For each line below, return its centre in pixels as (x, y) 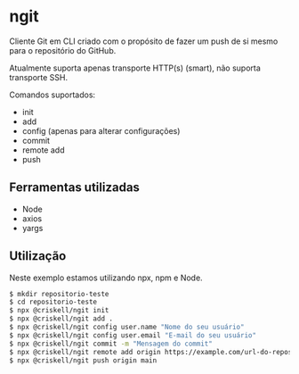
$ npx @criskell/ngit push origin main (83, 360)
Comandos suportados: (53, 95)
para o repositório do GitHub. (63, 50)
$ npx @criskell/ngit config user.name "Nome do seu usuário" (127, 328)
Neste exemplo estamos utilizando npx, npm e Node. (106, 278)
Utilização (38, 256)
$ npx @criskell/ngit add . (61, 319)
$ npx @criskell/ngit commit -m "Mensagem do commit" (111, 344)
